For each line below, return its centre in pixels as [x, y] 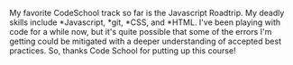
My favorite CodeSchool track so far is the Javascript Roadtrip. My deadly [147, 13]
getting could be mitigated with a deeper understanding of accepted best [146, 41]
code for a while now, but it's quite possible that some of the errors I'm [141, 32]
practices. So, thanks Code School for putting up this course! [123, 51]
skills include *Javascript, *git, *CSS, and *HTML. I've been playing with [145, 22]
